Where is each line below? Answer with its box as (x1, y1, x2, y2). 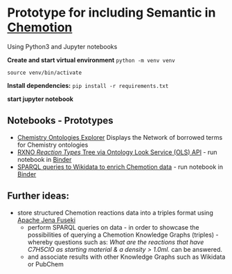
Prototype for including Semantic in (7, 5, 216, 21)
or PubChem (27, 259, 64, 268)
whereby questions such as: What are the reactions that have (27, 237, 204, 246)
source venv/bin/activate (7, 69, 82, 76)
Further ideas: (7, 190, 70, 202)
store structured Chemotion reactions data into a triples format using (17, 208, 213, 217)
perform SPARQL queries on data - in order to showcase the (27, 223, 199, 231)
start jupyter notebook (7, 95, 74, 103)
